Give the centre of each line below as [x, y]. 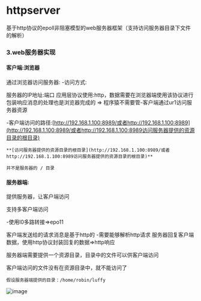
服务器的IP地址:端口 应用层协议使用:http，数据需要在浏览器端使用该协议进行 [100, 95]
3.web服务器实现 [31, 52]
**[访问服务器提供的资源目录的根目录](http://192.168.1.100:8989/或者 [88, 150]
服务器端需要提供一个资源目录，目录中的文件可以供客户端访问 [82, 255]
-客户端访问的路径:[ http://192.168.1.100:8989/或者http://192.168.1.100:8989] [98, 123]
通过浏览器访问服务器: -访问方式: [46, 82]
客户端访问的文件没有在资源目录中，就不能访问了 [67, 268]
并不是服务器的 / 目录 [31, 168]
